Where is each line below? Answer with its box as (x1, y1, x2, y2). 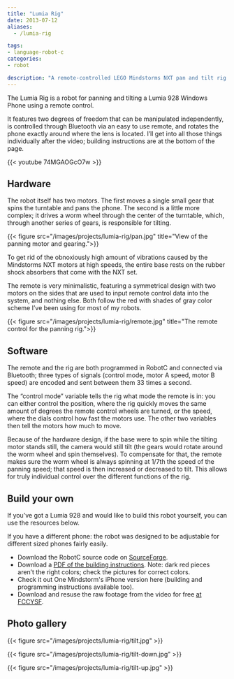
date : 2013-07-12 (7, 17, 58, 24)
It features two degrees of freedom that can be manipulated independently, (7, 115, 224, 123)
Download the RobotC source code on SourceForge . (17, 553, 168, 562)
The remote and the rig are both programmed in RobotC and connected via (7, 364, 223, 372)
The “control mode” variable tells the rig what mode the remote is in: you (7, 392, 216, 400)
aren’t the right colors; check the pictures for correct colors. (17, 568, 191, 576)
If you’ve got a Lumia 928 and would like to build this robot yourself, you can (7, 511, 228, 520)
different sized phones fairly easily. (7, 539, 108, 548)
